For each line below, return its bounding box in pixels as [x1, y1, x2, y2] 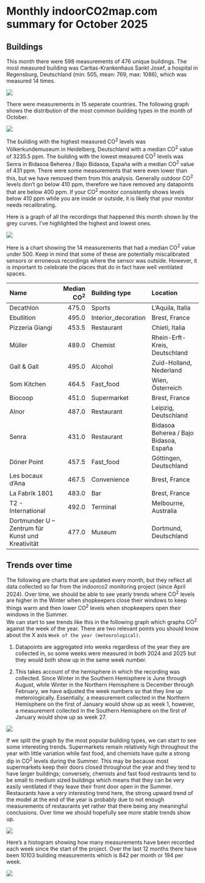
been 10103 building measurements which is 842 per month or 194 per [6, 852, 184, 859]
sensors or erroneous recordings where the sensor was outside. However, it [6, 256, 197, 264]
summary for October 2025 [6, 17, 148, 31]
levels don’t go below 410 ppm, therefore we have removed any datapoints [6, 181, 194, 188]
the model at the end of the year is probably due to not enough [6, 796, 165, 804]
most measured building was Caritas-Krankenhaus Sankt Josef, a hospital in [6, 64, 198, 71]
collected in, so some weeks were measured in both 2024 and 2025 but [15, 649, 196, 657]
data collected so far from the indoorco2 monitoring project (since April [6, 583, 186, 590]
